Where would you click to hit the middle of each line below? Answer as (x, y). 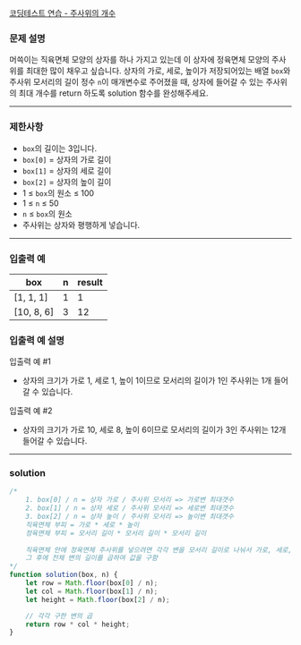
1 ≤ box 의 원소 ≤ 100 (58, 193)
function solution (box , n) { (64, 575)
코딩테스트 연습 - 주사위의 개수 (63, 13)
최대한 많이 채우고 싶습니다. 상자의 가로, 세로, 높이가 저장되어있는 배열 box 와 (158, 71)
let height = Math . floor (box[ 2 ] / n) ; (98, 599)
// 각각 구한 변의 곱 (59, 615)
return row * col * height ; (77, 624)
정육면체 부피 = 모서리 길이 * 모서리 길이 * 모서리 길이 (116, 533)
